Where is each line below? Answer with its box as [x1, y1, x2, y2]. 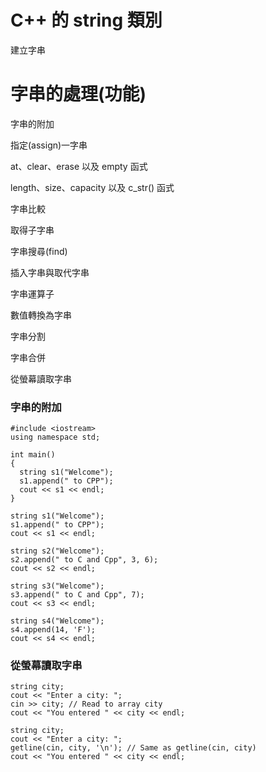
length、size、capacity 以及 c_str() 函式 [10, 181, 175, 193]
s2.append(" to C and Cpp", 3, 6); [10, 555, 159, 565]
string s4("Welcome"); [10, 616, 105, 626]
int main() [10, 450, 56, 460]
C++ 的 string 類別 [10, 9, 163, 32]
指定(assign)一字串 [10, 139, 88, 151]
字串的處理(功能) [10, 83, 147, 106]
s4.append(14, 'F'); [10, 625, 97, 635]
